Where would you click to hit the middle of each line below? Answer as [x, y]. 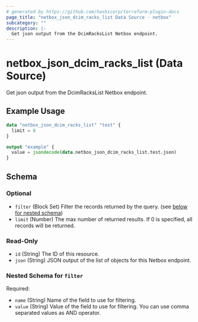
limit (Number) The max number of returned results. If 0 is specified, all [103, 219]
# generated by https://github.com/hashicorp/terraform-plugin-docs [93, 12]
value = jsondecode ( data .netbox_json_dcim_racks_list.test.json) [94, 153]
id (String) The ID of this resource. [57, 254]
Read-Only [22, 241]
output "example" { [30, 147]
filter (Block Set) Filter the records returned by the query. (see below [101, 206]
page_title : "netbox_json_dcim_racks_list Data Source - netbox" [89, 17]
